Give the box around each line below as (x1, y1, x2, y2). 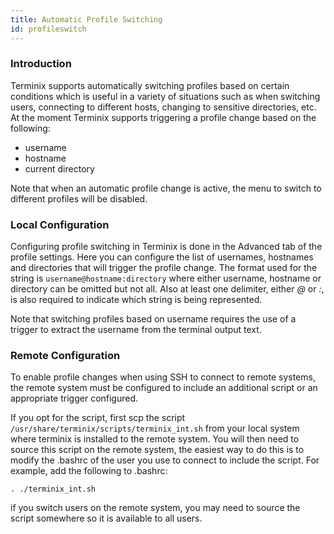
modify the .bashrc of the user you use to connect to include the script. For (10, 454, 320, 466)
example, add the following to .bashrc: (10, 465, 168, 477)
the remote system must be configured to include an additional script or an (10, 382, 318, 394)
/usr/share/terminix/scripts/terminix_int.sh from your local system (10, 422, 300, 435)
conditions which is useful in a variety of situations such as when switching (10, 90, 321, 102)
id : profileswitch (10, 24, 87, 34)
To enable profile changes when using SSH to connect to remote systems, (10, 371, 316, 383)
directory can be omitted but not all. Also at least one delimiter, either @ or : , (10, 283, 325, 295)
